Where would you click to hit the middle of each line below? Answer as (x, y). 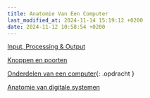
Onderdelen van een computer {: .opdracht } (71, 73)
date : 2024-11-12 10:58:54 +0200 (56, 27)
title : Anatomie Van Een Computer (58, 14)
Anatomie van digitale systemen (54, 87)
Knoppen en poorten (37, 60)
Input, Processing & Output (46, 47)
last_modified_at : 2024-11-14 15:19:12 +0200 (75, 20)
